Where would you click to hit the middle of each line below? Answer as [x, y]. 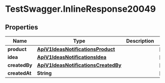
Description [140, 41]
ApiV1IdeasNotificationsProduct [76, 49]
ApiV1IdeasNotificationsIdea [72, 57]
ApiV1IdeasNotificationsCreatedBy [79, 65]
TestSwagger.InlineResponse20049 [81, 9]
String [44, 73]
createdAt [20, 73]
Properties [22, 27]
